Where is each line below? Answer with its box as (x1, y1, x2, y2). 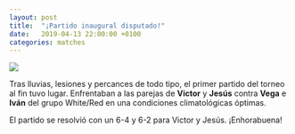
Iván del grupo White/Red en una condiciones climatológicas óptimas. (9, 98, 267, 108)
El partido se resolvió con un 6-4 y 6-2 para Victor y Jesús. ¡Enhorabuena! (9, 114, 283, 125)
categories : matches (9, 37, 86, 47)
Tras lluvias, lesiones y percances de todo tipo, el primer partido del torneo (9, 79, 285, 90)
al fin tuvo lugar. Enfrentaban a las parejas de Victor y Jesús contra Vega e (9, 88, 287, 99)
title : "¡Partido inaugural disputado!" (9, 21, 166, 30)
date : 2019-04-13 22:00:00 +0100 (9, 29, 142, 38)
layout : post (9, 12, 58, 22)
